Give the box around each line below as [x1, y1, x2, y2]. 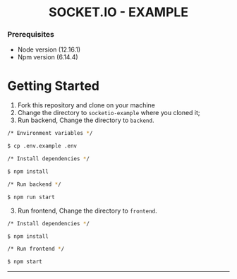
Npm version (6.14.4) [17, 53, 79, 61]
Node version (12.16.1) [17, 45, 81, 54]
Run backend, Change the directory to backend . [17, 116, 154, 124]
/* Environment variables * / [7, 130, 93, 137]
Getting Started [7, 78, 100, 94]
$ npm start [7, 259, 42, 266]
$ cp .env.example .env [7, 143, 78, 150]
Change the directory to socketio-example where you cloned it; [17, 109, 200, 117]
